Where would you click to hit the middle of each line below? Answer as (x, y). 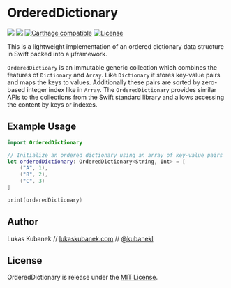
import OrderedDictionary (45, 142)
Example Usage (42, 127)
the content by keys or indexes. (52, 104)
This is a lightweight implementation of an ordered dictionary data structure (116, 46)
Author (23, 222)
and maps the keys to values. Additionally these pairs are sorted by (104, 82)
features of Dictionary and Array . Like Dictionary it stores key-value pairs (114, 75)
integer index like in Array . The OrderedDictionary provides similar (122, 89)
